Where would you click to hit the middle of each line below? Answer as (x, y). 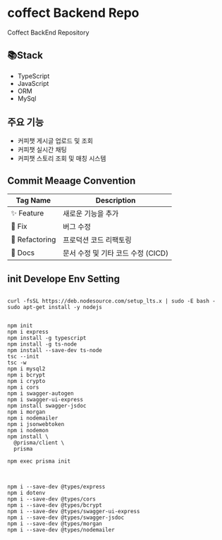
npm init (20, 326)
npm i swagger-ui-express (45, 400)
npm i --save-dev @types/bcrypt (55, 506)
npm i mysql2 (26, 369)
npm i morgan (26, 412)
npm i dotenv (26, 493)
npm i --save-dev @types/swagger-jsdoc (66, 518)
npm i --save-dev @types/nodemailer (61, 530)
